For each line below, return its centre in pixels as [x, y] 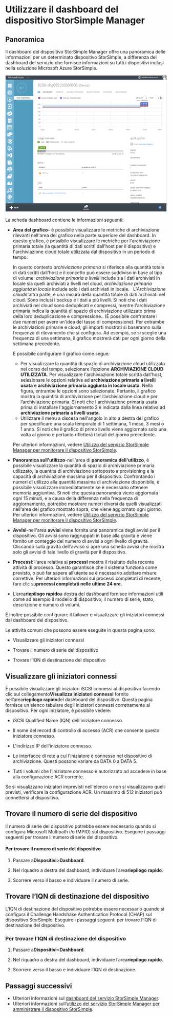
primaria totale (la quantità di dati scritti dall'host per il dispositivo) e [84, 246]
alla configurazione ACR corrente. [48, 777]
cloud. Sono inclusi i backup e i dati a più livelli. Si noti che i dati [80, 300]
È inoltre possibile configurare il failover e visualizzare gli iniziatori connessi [85, 615]
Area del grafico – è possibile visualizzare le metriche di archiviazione [86, 230]
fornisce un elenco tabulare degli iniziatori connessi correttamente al [78, 705]
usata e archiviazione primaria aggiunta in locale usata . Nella [87, 386]
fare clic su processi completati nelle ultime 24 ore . [67, 584]
